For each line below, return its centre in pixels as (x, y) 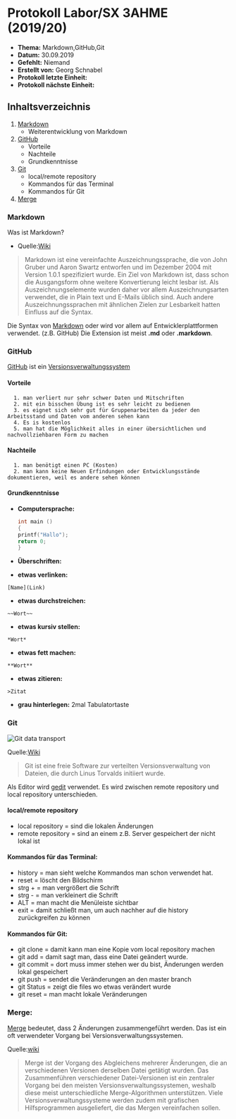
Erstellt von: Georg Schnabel (60, 70)
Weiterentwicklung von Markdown (78, 131)
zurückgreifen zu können (54, 918)
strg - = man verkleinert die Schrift (68, 895)
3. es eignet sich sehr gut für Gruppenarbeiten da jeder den (107, 410)
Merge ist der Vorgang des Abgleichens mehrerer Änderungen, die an (126, 1063)
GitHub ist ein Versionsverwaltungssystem (69, 367)
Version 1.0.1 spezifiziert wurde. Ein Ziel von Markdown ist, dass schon (126, 275)
